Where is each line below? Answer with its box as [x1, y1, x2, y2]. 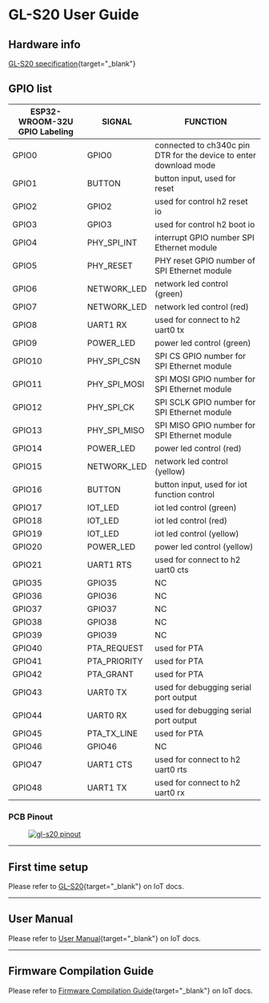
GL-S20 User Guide [8, 6, 139, 24]
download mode [155, 159, 216, 170]
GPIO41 [12, 655, 42, 667]
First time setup [8, 860, 89, 874]
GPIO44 [12, 709, 42, 720]
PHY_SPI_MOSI [86, 378, 145, 389]
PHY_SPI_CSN [86, 355, 141, 366]
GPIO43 [12, 687, 42, 698]
